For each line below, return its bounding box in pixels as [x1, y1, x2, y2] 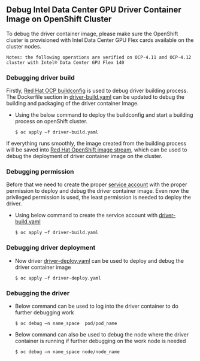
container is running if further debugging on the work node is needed [14, 338, 186, 344]
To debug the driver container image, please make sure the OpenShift [6, 30, 178, 37]
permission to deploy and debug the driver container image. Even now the [6, 187, 189, 195]
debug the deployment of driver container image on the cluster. [6, 153, 163, 160]
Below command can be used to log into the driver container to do [14, 302, 178, 310]
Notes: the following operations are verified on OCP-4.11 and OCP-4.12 [6, 54, 192, 60]
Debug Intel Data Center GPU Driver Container [6, 5, 181, 15]
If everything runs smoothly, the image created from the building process [6, 140, 187, 147]
